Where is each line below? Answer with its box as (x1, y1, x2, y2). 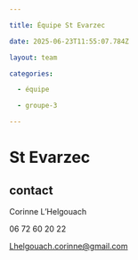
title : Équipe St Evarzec (9, 20, 105, 29)
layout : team (9, 53, 58, 62)
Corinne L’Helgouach (9, 207, 87, 216)
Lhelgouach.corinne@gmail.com (9, 241, 128, 251)
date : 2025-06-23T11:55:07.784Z (9, 37, 129, 45)
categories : (9, 69, 53, 78)
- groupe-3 (17, 102, 58, 110)
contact (9, 183, 53, 198)
